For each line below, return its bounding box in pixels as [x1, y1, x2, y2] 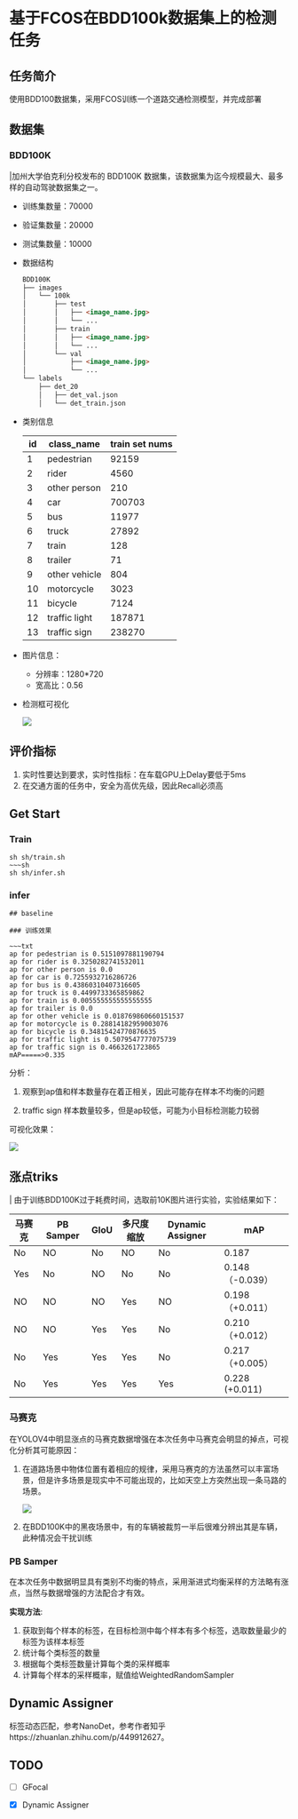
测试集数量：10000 [21, 238, 92, 249]
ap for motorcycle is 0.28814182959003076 [9, 1020, 169, 1029]
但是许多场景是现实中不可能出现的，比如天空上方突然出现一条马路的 [37, 1474, 286, 1485]
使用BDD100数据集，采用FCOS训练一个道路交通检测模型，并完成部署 [9, 94, 262, 104]
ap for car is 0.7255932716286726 [9, 973, 137, 982]
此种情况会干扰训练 [21, 1532, 93, 1543]
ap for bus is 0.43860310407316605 [9, 981, 141, 990]
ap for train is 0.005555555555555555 [9, 997, 153, 1005]
